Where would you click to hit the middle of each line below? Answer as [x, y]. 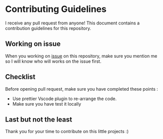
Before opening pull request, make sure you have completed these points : [82, 89]
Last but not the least [39, 119]
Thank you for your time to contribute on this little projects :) [67, 132]
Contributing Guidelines [56, 9]
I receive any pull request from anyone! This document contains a [73, 23]
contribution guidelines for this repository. [48, 28]
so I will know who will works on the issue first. [53, 61]
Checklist [20, 77]
